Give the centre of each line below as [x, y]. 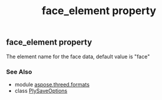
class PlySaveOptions [41, 91]
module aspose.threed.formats [52, 84]
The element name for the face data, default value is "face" [78, 56]
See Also [19, 72]
